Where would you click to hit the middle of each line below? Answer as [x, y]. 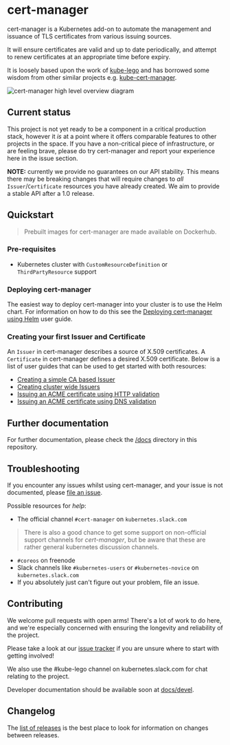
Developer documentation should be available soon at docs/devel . [101, 689]
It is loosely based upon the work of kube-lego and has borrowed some [108, 70]
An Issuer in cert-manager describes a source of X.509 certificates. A [106, 352]
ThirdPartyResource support [57, 271]
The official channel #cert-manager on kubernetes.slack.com [102, 519]
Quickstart [31, 215]
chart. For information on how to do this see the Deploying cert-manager [110, 312]
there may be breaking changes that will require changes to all [95, 179]
